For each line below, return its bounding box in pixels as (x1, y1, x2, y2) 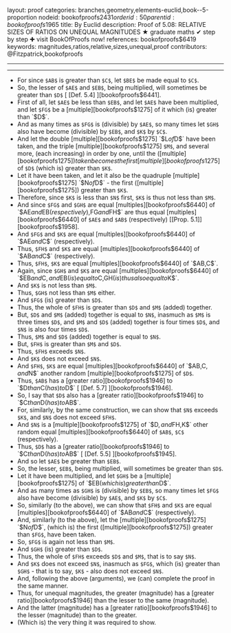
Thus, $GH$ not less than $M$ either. (16, 289, 116, 297)
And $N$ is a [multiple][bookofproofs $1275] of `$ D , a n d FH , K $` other (16, 421, 208, 428)
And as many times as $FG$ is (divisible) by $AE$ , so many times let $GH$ (16, 120, 219, 128)
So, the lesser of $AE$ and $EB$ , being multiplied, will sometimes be (16, 83, 208, 92)
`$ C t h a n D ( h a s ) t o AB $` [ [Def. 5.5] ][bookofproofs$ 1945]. (16, 450, 177, 458)
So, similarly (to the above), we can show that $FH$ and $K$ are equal (16, 501, 212, 509)
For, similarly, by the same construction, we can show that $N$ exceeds (16, 406, 219, 414)
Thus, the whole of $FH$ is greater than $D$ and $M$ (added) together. (16, 303, 213, 311)
